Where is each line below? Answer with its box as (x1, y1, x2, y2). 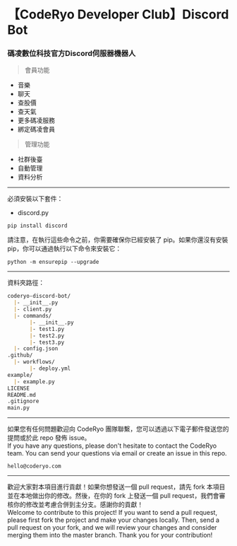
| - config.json (13, 345, 59, 352)
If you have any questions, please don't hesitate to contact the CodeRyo (7, 441, 217, 450)
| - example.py (13, 378, 55, 385)
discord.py (17, 209, 49, 217)
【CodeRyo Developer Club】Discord (7, 6, 229, 23)
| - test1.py (29, 325, 65, 332)
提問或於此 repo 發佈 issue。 (7, 434, 91, 442)
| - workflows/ (13, 359, 55, 366)
